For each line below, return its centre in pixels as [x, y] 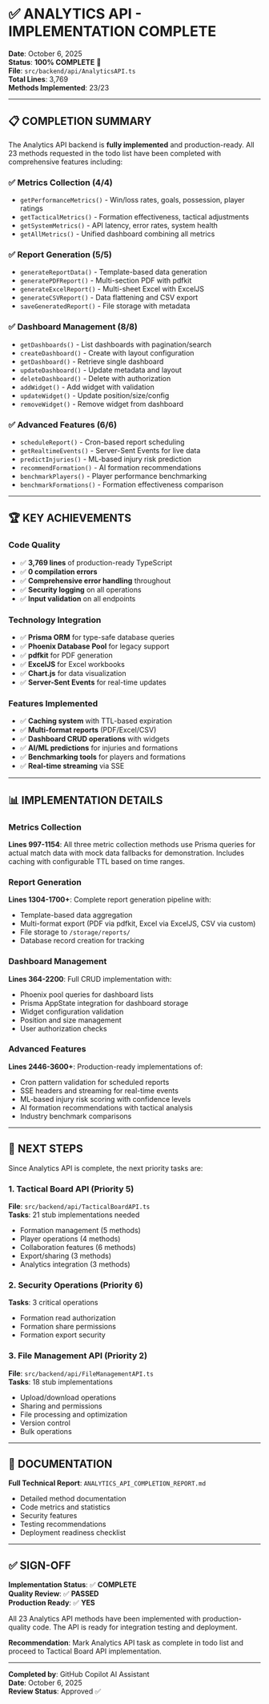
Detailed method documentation [73, 1499]
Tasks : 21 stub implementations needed [74, 1215]
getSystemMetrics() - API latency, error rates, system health [119, 226]
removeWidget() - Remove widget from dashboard [102, 404]
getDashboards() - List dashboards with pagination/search [116, 344]
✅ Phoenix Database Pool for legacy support [94, 646]
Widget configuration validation [72, 1011]
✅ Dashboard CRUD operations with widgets [94, 739]
